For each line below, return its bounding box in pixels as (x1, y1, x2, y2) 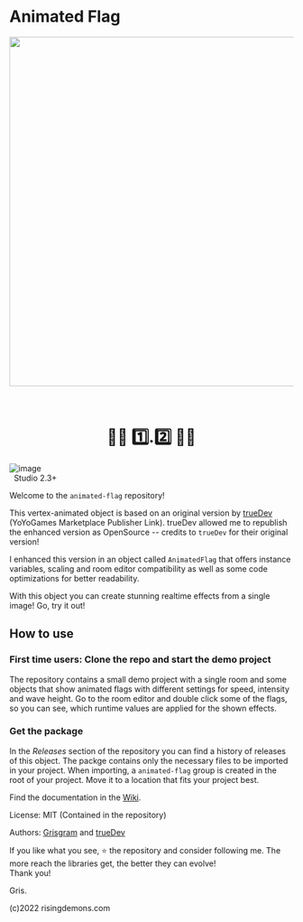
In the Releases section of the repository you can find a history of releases (9, 745, 287, 756)
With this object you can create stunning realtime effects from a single (9, 590, 271, 601)
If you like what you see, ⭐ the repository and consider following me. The (9, 844, 281, 855)
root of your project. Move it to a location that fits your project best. (9, 774, 260, 785)
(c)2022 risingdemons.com (9, 902, 111, 913)
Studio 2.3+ (13, 472, 58, 483)
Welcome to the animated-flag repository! (9, 489, 165, 500)
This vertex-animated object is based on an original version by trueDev (9, 508, 273, 518)
